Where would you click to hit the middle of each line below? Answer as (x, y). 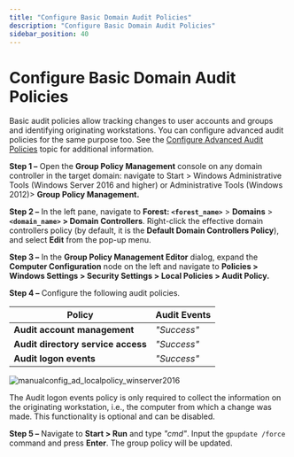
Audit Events (183, 315)
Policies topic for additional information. (82, 149)
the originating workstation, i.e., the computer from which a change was (140, 407)
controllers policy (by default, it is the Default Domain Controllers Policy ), (144, 230)
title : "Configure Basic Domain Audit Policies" (101, 17)
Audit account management (74, 330)
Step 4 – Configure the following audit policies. (94, 293)
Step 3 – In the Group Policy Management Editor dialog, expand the (134, 257)
